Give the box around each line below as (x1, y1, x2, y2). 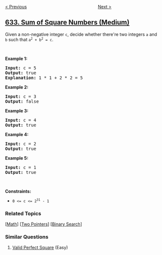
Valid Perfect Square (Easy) (12, 245, 68, 251)
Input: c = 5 (5, 65, 37, 71)
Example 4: (5, 131, 28, 137)
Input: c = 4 (5, 117, 37, 123)
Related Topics (5, 210, 42, 217)
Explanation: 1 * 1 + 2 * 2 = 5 (5, 75, 83, 81)
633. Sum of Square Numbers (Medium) (5, 18, 130, 27)
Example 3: (5, 108, 28, 113)
